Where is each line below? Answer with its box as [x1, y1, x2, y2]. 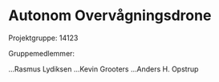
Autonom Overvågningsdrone [8, 6, 212, 25]
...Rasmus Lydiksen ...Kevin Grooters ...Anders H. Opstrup [8, 64, 199, 74]
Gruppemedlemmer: [8, 48, 75, 58]
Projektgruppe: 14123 [8, 33, 79, 43]
